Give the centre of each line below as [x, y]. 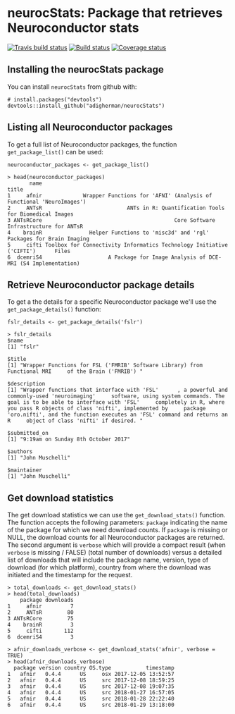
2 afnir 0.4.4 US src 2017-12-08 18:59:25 [91, 681]
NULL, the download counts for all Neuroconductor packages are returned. [116, 538]
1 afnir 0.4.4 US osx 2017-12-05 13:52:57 [91, 675]
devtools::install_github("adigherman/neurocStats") [86, 106]
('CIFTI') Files [39, 251]
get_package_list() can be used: [56, 152]
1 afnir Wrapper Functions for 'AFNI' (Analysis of [110, 195]
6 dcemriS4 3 [40, 637]
